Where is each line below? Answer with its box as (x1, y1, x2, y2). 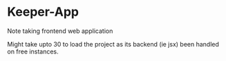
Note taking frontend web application (7, 27, 113, 35)
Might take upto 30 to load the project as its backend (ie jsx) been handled (7, 40, 220, 48)
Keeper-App (7, 4, 79, 20)
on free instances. (7, 47, 59, 56)
